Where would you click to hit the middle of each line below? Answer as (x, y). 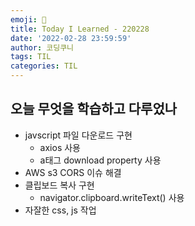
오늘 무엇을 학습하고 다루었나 (94, 109)
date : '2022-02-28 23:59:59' (71, 38)
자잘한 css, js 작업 (60, 210)
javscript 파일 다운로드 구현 (78, 135)
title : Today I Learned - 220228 (80, 29)
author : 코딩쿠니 (42, 47)
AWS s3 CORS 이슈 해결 (73, 172)
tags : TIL (31, 57)
